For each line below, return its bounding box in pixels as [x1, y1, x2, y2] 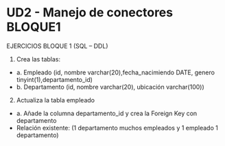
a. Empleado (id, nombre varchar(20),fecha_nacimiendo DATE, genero [16, 68, 215, 76]
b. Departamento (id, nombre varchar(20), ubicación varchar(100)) [16, 83, 205, 91]
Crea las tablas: [16, 55, 61, 63]
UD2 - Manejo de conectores [6, 5, 173, 20]
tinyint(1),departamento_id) [16, 75, 93, 83]
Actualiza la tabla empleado [16, 96, 95, 104]
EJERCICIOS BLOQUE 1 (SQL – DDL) [6, 42, 108, 50]
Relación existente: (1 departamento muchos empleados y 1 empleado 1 [16, 123, 219, 132]
